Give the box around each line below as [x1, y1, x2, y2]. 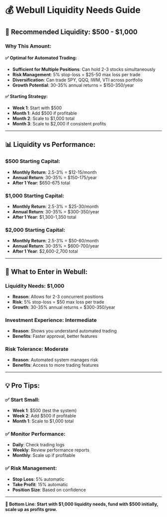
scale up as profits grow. [5, 506, 57, 512]
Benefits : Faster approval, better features [12, 333, 98, 339]
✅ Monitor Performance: [5, 430, 66, 437]
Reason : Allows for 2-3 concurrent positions [12, 294, 103, 300]
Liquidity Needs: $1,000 [5, 282, 65, 289]
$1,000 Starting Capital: [5, 192, 65, 199]
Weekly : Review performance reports [12, 447, 89, 453]
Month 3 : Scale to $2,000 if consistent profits [12, 120, 106, 126]
